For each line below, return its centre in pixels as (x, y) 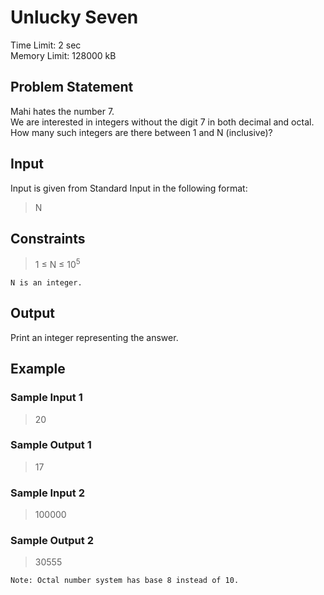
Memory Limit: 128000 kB (63, 55)
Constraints (48, 238)
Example (38, 369)
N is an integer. (46, 283)
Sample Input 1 (46, 398)
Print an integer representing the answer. (94, 337)
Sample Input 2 (47, 493)
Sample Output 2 (52, 541)
